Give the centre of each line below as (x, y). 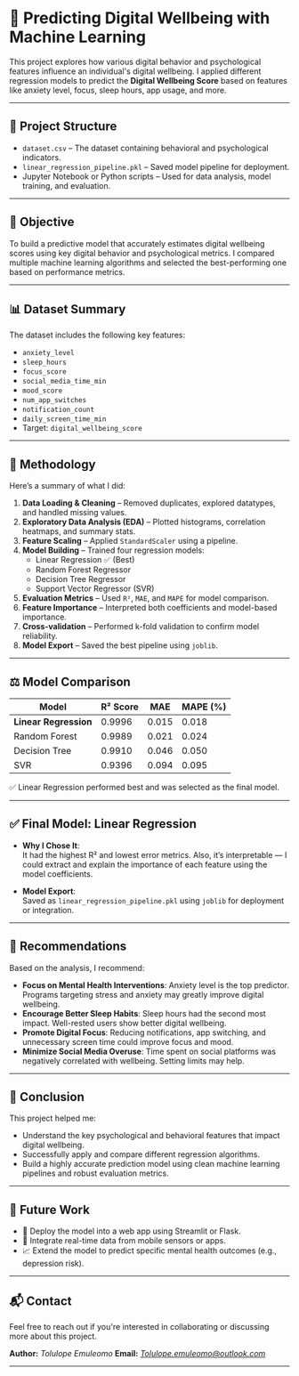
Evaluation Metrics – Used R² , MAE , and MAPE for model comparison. (145, 598)
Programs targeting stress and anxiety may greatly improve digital (143, 994)
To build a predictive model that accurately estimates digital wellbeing (137, 243)
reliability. (40, 636)
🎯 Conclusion (47, 1097)
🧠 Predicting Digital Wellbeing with (140, 18)
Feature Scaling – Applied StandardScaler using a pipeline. (130, 541)
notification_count (58, 410)
